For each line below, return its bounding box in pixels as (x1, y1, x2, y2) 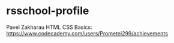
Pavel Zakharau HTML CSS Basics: (6, 24, 92, 31)
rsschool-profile (6, 4, 89, 18)
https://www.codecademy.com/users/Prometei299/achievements (6, 29, 168, 37)
